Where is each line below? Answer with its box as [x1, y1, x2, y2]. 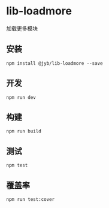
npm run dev [6, 94, 36, 100]
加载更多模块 [6, 25, 38, 32]
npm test [6, 162, 28, 168]
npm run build [6, 128, 42, 134]
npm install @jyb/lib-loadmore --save [6, 60, 103, 67]
